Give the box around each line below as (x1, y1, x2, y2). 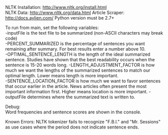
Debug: (5, 104, 21, 109)
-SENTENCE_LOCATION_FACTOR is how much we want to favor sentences (5, 78, 161, 84)
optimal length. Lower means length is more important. (5, 73, 119, 78)
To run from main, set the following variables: (5, 25, 99, 31)
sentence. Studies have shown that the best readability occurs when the (5, 57, 155, 62)
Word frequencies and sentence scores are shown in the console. (5, 109, 142, 115)
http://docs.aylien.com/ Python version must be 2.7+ (5, 15, 115, 21)
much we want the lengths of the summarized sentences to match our (5, 67, 150, 73)
